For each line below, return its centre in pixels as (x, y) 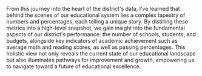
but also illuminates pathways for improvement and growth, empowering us (100, 60)
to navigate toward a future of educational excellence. (74, 66)
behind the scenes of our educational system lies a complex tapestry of (96, 15)
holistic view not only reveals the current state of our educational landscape (101, 53)
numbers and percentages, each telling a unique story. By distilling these (97, 21)
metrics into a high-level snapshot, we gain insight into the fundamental (96, 28)
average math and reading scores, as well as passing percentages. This (96, 47)
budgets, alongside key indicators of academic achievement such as (92, 41)
